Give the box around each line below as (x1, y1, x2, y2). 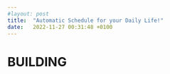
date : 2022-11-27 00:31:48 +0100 (7, 23, 113, 30)
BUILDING (7, 54, 68, 70)
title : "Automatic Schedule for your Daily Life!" (7, 17, 164, 24)
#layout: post (7, 10, 50, 18)
